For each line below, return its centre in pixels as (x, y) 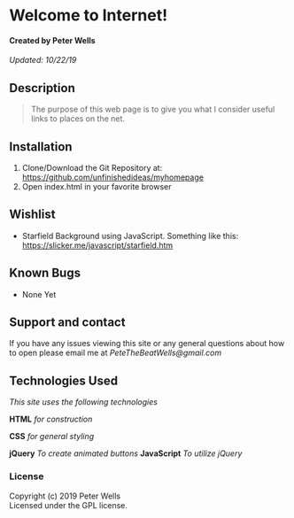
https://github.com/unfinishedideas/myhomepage (112, 177)
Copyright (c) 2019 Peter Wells (65, 496)
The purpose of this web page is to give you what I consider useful (153, 109)
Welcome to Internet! (89, 15)
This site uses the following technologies (83, 402)
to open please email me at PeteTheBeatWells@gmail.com (116, 353)
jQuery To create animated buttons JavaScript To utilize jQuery (126, 453)
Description (42, 88)
